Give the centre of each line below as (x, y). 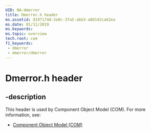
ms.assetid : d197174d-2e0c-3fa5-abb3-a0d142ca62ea (60, 19)
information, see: (23, 115)
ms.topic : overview (26, 34)
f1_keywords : (19, 43)
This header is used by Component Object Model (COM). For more (75, 109)
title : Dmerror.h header (32, 15)
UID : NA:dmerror (23, 10)
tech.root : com (21, 39)
